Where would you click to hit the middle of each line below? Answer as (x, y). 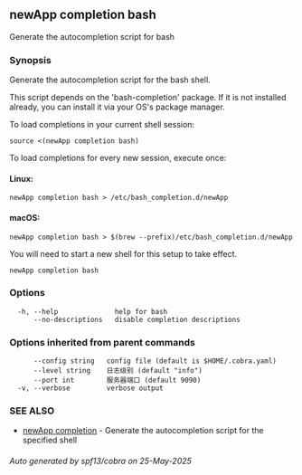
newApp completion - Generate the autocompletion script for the (143, 431)
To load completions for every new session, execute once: (118, 158)
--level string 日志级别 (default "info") (118, 371)
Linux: (21, 178)
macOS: (25, 217)
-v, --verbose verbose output (91, 388)
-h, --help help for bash (93, 311)
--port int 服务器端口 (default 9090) (117, 380)
